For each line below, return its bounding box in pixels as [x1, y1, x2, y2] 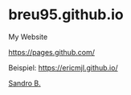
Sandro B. [8, 78, 42, 88]
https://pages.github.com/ [8, 47, 95, 57]
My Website [8, 32, 48, 42]
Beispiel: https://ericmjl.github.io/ [8, 62, 118, 73]
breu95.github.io [8, 6, 125, 24]
